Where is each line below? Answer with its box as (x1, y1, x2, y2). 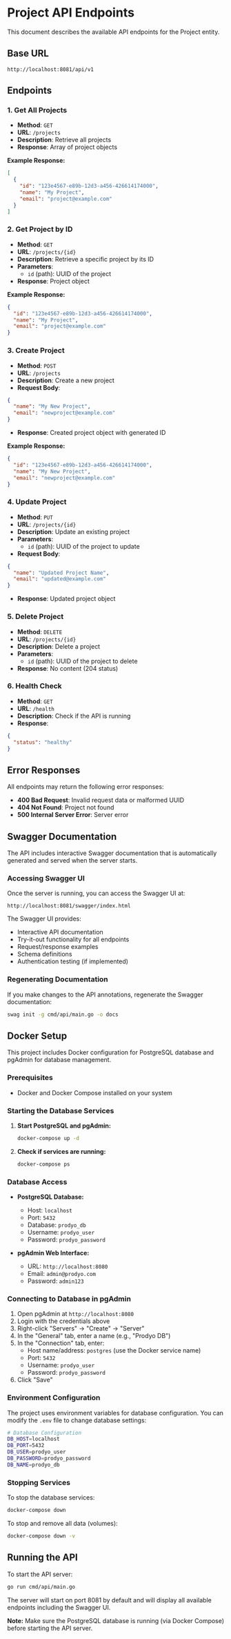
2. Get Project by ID (7, 224, 73, 234)
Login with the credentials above (17, 1317, 110, 1326)
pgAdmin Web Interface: (17, 1248, 90, 1257)
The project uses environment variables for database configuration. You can (7, 1409, 224, 1417)
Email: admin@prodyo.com (27, 1269, 97, 1277)
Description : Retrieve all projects (17, 136, 112, 144)
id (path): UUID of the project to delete (27, 657, 138, 665)
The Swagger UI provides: (7, 914, 81, 923)
